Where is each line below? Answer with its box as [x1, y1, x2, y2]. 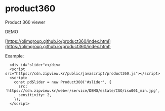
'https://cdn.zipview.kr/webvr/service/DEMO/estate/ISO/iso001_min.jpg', [5, 88, 161, 93]
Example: [5, 53, 24, 59]
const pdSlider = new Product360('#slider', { [14, 80, 112, 84]
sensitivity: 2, [18, 92, 52, 97]
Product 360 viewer [5, 19, 45, 25]
